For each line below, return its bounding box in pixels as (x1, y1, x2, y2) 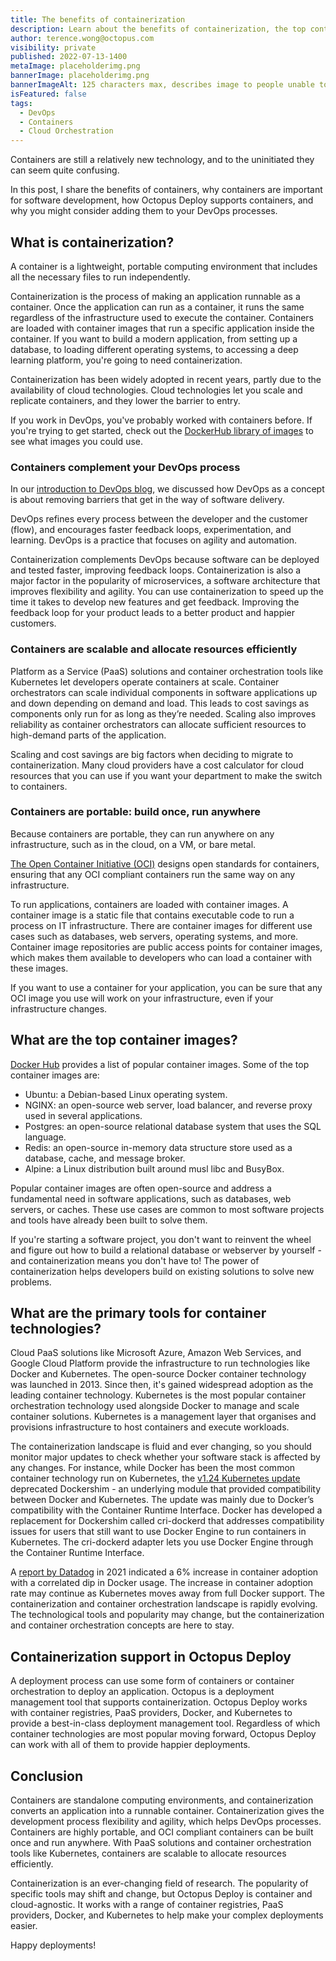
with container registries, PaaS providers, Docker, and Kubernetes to (10, 1707, 293, 1719)
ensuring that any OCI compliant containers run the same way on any (10, 868, 296, 880)
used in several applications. (24, 1109, 143, 1121)
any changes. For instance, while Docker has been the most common (10, 1462, 296, 1474)
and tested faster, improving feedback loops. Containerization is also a (10, 564, 302, 576)
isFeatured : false (10, 89, 87, 99)
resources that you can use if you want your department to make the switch (10, 769, 323, 781)
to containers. (10, 780, 68, 792)
